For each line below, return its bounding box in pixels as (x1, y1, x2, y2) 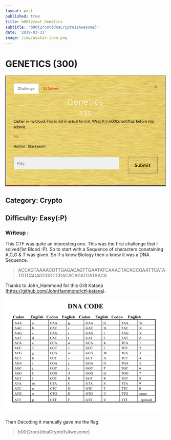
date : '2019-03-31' (5, 30, 47, 35)
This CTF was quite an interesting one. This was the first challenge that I (5, 241, 158, 247)
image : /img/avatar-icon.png (5, 35, 68, 41)
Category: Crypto (5, 196, 63, 205)
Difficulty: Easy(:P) (5, 214, 68, 222)
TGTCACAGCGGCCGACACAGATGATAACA (17, 273, 108, 279)
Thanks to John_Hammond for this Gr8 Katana (5, 282, 103, 289)
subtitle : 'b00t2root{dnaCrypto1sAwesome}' (5, 25, 100, 30)
